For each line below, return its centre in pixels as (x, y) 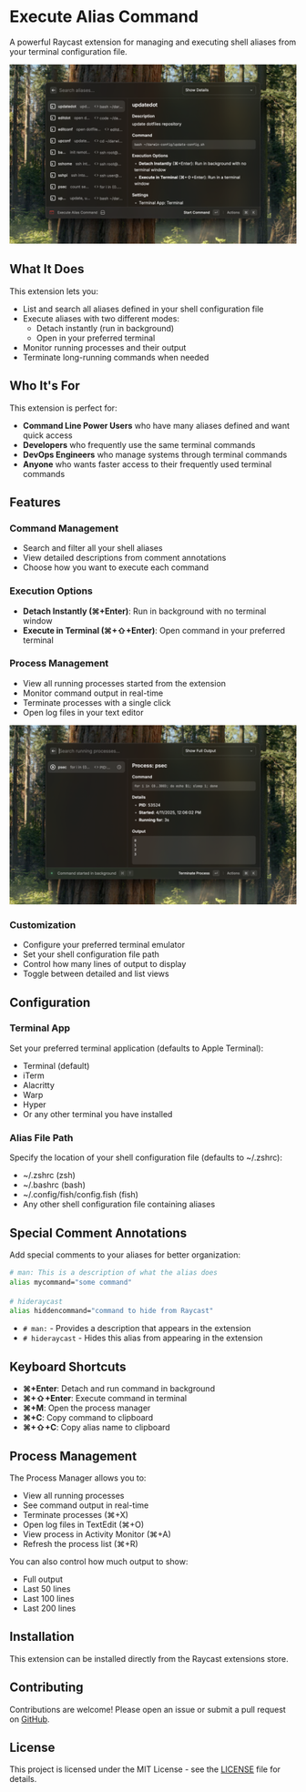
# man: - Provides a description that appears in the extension (137, 1329)
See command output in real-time (86, 1505)
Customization (43, 924)
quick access (47, 435)
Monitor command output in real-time (93, 693)
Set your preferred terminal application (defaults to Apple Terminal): (137, 1048)
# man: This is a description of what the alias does (114, 1272)
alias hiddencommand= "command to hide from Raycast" (112, 1311)
